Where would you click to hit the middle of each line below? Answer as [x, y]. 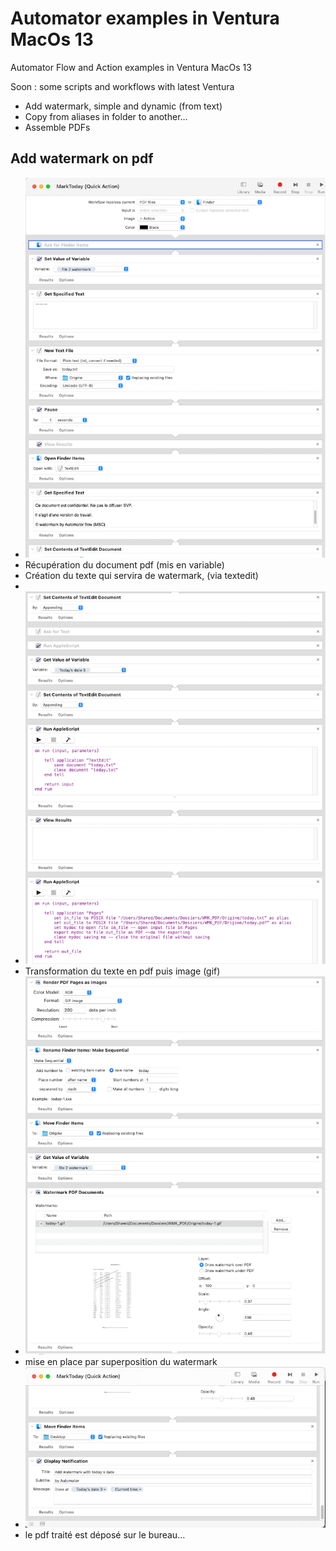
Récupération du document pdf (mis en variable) [124, 565]
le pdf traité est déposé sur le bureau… [105, 1534]
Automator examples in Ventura [145, 18]
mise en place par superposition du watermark [121, 1362]
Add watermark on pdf [82, 158]
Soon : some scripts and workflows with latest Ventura [122, 86]
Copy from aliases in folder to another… [106, 116]
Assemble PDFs [57, 127]
